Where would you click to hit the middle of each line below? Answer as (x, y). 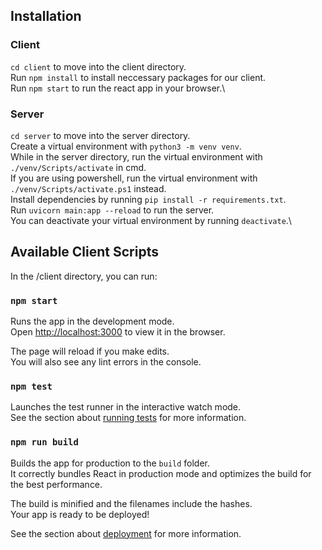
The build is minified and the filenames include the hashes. (131, 503)
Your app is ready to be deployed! (80, 514)
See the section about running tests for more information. (128, 418)
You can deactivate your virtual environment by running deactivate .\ (151, 220)
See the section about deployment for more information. (126, 533)
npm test (31, 387)
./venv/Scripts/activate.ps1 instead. (88, 188)
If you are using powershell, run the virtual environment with (134, 178)
